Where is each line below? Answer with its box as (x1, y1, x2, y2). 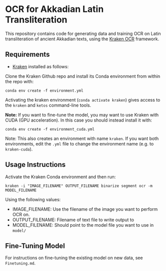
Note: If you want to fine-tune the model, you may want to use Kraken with (5, 112, 159, 118)
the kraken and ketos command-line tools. (5, 102, 91, 108)
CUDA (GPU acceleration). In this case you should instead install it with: (5, 117, 152, 123)
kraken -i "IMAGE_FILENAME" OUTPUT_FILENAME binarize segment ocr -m (5, 183, 153, 188)
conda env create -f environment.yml (5, 88, 84, 93)
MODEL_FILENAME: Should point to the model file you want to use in (12, 222, 154, 228)
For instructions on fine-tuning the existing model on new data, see (5, 255, 143, 261)
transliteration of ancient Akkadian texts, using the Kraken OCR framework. (5, 36, 160, 42)
